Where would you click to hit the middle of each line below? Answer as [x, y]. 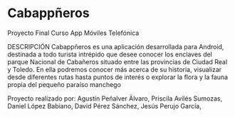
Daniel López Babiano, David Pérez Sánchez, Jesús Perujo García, [104, 106]
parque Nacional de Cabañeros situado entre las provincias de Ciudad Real [117, 61]
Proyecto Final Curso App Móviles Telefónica [73, 33]
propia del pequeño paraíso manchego [64, 84]
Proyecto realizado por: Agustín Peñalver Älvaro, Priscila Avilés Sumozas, [115, 98]
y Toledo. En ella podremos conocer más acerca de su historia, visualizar [115, 69]
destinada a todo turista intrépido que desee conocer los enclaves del [110, 54]
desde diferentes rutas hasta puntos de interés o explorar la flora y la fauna [118, 77]
